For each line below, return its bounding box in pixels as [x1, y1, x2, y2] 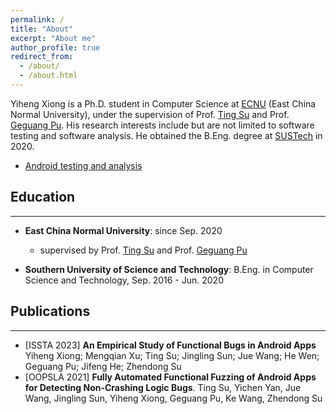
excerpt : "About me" [10, 33, 97, 43]
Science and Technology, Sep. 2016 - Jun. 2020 [24, 274, 224, 286]
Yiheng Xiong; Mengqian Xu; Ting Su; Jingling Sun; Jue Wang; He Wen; [24, 349, 320, 361]
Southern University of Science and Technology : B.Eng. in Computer [24, 263, 314, 275]
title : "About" [10, 24, 74, 34]
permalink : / [10, 14, 65, 25]
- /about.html [19, 71, 78, 81]
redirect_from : [10, 52, 74, 62]
